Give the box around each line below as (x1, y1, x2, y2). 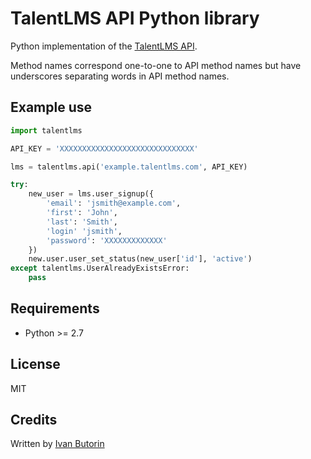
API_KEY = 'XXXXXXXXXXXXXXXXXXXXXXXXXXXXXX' (10, 143, 199, 154)
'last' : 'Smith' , (46, 217, 118, 227)
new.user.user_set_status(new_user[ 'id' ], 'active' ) (28, 254, 253, 264)
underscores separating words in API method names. (10, 70, 230, 82)
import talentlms (10, 125, 83, 136)
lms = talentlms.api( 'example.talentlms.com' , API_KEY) (10, 162, 248, 172)
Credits (10, 412, 58, 429)
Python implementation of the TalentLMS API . (10, 40, 198, 52)
